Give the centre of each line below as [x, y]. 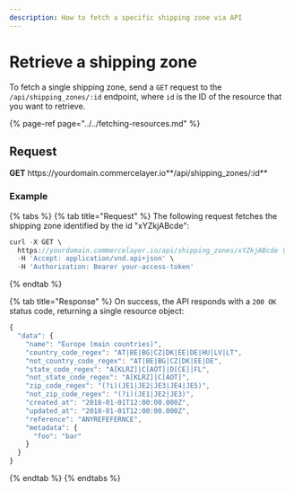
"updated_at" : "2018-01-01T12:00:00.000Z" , [108, 411]
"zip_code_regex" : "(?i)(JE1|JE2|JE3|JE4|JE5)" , [118, 386]
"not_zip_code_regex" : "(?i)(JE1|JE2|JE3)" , [110, 395]
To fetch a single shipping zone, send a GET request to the [116, 87]
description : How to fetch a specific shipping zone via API [126, 18]
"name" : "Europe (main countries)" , [94, 344]
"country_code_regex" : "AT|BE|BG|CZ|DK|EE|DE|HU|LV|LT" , [134, 352]
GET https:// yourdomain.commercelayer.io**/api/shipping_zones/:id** [138, 173]
